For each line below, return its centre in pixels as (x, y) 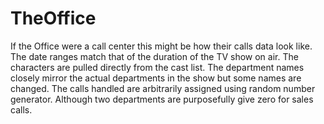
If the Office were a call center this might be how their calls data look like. (161, 46)
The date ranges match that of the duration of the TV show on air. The (154, 56)
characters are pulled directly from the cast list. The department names (157, 67)
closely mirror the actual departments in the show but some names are (156, 78)
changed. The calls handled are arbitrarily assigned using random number (163, 88)
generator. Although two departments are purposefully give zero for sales (162, 99)
